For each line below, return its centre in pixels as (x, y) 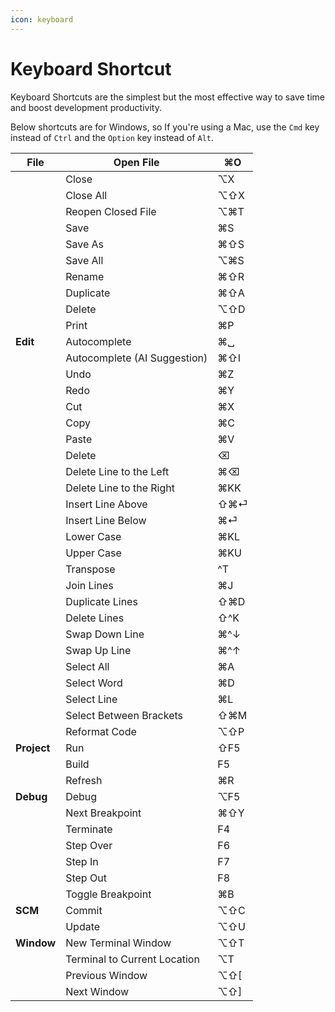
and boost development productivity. (86, 107)
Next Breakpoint (103, 813)
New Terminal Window (118, 943)
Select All (87, 666)
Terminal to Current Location (132, 959)
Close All (86, 195)
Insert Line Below (106, 520)
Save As (84, 244)
